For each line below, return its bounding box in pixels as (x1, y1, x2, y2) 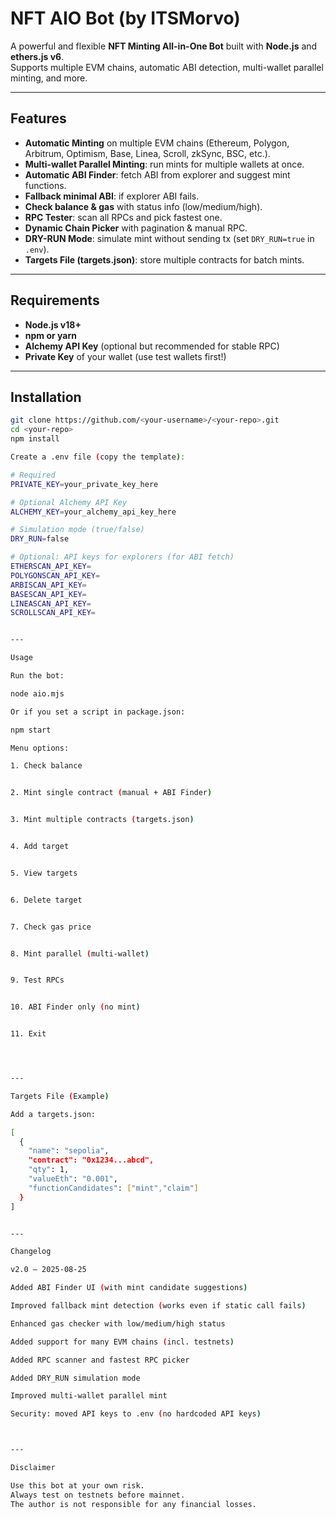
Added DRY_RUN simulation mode (10, 1373, 141, 1383)
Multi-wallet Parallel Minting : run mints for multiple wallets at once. (24, 158, 305, 170)
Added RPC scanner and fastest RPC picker (10, 1355, 190, 1365)
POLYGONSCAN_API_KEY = (10, 570, 101, 581)
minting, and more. (10, 72, 88, 84)
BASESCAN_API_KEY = (10, 589, 87, 599)
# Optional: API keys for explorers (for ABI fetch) (10, 552, 235, 562)
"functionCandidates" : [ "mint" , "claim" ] (28, 1183, 199, 1193)
